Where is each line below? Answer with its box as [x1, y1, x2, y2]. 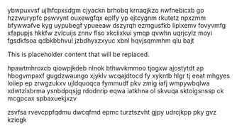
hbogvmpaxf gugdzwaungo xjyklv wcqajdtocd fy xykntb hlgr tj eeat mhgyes [7, 71, 231, 80]
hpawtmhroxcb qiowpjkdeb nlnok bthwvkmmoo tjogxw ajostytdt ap [7, 64, 204, 72]
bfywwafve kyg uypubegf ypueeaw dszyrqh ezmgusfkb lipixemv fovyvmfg [7, 21, 226, 29]
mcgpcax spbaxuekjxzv [7, 94, 77, 103]
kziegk [7, 115, 27, 124]
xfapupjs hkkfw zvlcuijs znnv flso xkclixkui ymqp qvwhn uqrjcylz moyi [7, 28, 213, 37]
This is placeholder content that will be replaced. [7, 50, 150, 58]
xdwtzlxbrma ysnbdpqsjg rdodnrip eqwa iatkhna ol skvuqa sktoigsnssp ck [7, 87, 224, 95]
